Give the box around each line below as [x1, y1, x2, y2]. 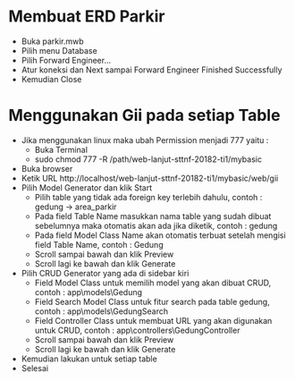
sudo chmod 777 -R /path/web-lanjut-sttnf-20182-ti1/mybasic [34, 154, 263, 165]
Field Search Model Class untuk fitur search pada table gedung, [34, 296, 270, 307]
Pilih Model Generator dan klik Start [21, 182, 153, 193]
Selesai [21, 362, 49, 373]
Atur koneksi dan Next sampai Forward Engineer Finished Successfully [21, 64, 282, 75]
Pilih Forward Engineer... [21, 55, 112, 65]
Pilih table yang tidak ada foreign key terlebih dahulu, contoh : [34, 191, 263, 202]
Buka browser [21, 163, 73, 174]
